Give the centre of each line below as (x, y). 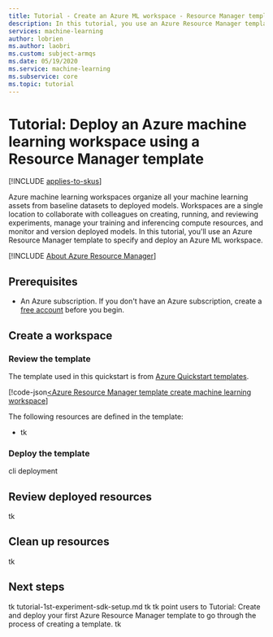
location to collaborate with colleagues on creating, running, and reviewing (133, 214)
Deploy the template (49, 453)
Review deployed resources (80, 497)
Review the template (50, 359)
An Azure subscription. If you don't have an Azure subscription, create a (141, 301)
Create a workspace (61, 336)
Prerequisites (43, 281)
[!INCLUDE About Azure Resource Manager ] (82, 256)
